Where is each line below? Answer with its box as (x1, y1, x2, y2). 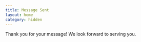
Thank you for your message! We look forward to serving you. (5, 31, 136, 37)
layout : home (5, 12, 33, 17)
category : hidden (5, 17, 43, 22)
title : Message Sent (5, 7, 50, 13)
